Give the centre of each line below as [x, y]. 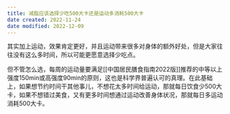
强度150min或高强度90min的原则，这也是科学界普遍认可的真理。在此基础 [110, 78]
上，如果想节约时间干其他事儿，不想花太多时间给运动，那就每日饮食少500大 [115, 87]
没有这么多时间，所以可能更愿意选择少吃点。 [76, 55]
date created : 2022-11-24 [44, 20]
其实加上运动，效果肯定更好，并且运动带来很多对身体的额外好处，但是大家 [112, 46]
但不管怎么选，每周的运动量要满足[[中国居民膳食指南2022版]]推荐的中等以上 [115, 70]
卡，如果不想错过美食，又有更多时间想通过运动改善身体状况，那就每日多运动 [115, 95]
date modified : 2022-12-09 [46, 26]
